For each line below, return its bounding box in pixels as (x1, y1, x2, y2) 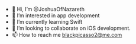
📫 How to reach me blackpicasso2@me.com (11, 32, 122, 38)
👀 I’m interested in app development (11, 12, 100, 19)
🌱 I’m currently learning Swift (11, 18, 83, 25)
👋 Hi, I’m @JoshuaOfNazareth (11, 6, 85, 12)
